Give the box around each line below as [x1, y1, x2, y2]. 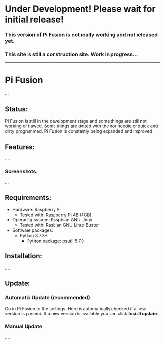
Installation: [5, 252, 43, 260]
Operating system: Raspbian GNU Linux [12, 217, 93, 223]
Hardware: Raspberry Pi [12, 207, 61, 213]
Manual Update [5, 323, 43, 330]
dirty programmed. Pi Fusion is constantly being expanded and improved [5, 128, 153, 134]
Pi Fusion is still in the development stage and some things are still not [5, 118, 147, 124]
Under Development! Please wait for [5, 3, 156, 15]
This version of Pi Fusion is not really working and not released [5, 31, 158, 38]
